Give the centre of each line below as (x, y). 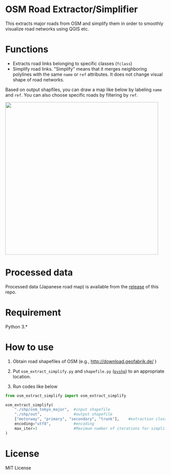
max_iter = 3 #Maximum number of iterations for (82, 428)
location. (22, 376)
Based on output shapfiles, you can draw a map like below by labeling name (84, 90)
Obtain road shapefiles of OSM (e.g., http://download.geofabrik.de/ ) (84, 361)
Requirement (33, 313)
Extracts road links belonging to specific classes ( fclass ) (72, 63)
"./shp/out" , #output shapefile (64, 414)
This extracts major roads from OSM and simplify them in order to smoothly (84, 23)
